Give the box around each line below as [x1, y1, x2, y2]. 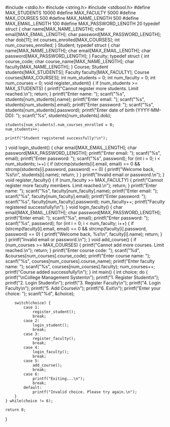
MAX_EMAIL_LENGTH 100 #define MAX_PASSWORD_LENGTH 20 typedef [5, 20, 160, 26]
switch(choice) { [14, 300, 51, 305]
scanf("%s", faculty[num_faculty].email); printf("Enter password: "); [5, 193, 147, 199]
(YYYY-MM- [135, 107, 161, 113]
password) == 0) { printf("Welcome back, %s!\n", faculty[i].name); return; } [5, 231, 162, 237]
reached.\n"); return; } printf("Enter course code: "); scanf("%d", [5, 247, 141, 253]
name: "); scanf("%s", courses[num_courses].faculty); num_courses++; [5, 264, 155, 269]
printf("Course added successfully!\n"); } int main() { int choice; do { [5, 269, 148, 275]
